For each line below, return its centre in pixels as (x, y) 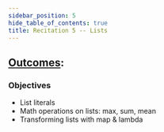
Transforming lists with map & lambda (81, 119)
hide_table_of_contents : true (58, 23)
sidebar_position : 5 (42, 16)
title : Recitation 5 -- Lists (58, 30)
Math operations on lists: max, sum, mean (88, 111)
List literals (37, 103)
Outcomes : (36, 62)
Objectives (30, 85)
